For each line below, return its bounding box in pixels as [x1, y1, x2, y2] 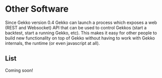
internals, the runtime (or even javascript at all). [5, 40, 100, 46]
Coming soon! [5, 67, 33, 73]
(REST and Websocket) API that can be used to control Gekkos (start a [5, 24, 147, 30]
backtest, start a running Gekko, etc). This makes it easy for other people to [5, 30, 157, 36]
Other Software [5, 3, 69, 15]
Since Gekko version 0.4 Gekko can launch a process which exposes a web [5, 19, 157, 25]
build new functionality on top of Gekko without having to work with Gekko [5, 35, 155, 41]
